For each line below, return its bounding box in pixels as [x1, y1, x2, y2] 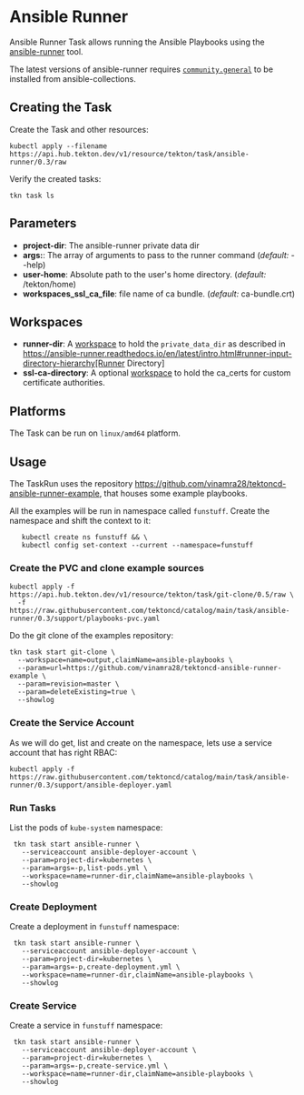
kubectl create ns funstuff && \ [21, 533, 148, 542]
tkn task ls [9, 191, 54, 200]
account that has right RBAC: [9, 747, 118, 758]
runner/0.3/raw [9, 157, 67, 166]
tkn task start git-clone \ [9, 648, 116, 657]
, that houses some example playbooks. [99, 488, 248, 498]
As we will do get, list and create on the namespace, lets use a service [9, 737, 272, 748]
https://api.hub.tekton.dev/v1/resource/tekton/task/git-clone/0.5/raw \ [9, 590, 295, 599]
